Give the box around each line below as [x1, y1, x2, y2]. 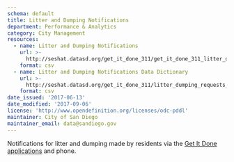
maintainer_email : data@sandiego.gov [7, 120, 117, 127]
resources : [7, 36, 39, 43]
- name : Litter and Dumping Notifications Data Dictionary [13, 68, 189, 75]
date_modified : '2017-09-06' [7, 101, 92, 108]
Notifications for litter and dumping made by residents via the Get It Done [7, 139, 217, 147]
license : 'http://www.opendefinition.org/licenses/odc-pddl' [7, 107, 189, 114]
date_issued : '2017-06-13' [7, 95, 86, 102]
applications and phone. [7, 147, 77, 155]
